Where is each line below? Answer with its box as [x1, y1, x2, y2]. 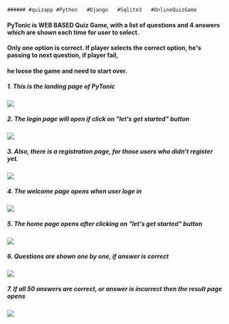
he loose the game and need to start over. [7, 66, 128, 75]
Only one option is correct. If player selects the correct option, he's [7, 44, 202, 52]
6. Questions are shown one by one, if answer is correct [7, 252, 170, 260]
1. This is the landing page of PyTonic [7, 82, 116, 90]
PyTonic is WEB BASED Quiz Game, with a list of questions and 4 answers [7, 21, 220, 29]
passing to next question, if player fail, [7, 51, 118, 60]
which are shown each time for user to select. [7, 28, 139, 36]
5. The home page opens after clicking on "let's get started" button [7, 220, 203, 228]
